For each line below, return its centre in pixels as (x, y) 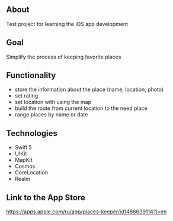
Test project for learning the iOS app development (67, 24)
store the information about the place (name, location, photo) (89, 90)
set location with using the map (53, 102)
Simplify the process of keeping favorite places (64, 57)
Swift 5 (23, 148)
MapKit (23, 160)
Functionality (31, 75)
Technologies (32, 133)
